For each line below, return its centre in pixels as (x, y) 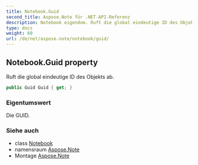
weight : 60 (19, 33)
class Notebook (34, 143)
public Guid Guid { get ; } (39, 87)
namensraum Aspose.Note (47, 150)
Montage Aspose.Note (42, 156)
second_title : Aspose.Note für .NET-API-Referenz (68, 17)
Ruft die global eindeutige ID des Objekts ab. (60, 76)
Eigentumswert (29, 102)
